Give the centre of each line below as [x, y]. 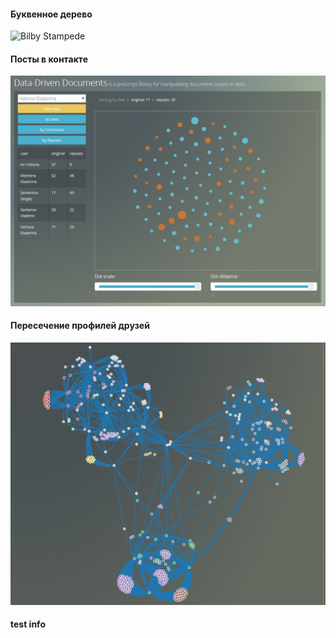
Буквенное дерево [51, 14]
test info [28, 624]
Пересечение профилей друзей [80, 326]
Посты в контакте [49, 59]
